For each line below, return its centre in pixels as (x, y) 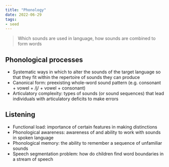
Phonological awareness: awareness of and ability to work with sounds (87, 132)
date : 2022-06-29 (24, 15)
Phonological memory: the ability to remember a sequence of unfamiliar (87, 143)
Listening (20, 115)
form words (30, 44)
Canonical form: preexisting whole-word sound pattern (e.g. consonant (87, 83)
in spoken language (33, 138)
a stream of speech (33, 159)
